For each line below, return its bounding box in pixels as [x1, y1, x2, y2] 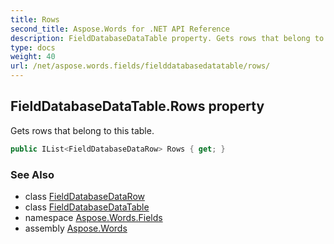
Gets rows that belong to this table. [10, 124, 155, 136]
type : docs [10, 42, 56, 53]
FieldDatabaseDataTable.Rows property [10, 98, 265, 115]
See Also [10, 167, 55, 181]
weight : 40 [10, 52, 56, 62]
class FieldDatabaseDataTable [24, 201, 150, 213]
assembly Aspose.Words [24, 222, 128, 234]
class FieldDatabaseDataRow [24, 190, 146, 202]
